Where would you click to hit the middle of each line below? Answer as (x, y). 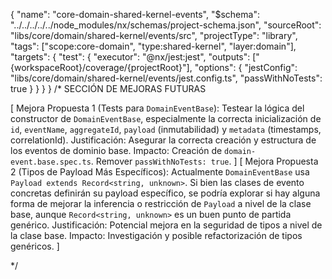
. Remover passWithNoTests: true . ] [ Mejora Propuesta (204, 161)
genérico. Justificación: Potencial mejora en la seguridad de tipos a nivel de (166, 225)
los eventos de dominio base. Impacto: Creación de (116, 150)
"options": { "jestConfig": (246, 67)
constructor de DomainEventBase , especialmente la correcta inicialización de (166, 118)
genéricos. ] (35, 246)
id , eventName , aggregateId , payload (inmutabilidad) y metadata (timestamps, (166, 129)
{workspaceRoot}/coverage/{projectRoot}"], (101, 67)
